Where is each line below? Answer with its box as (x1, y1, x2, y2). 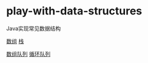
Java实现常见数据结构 (6, 25, 61, 32)
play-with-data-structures (6, 4, 143, 18)
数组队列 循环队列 (6, 50, 50, 58)
